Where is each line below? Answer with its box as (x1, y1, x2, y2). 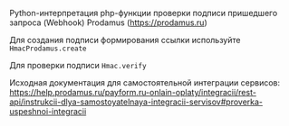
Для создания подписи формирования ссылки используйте (9, 35, 241, 45)
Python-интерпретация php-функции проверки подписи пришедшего (9, 8, 278, 18)
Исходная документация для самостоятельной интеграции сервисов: (9, 77, 281, 88)
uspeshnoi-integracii (9, 106, 87, 116)
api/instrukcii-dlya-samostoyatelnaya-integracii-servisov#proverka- (9, 96, 264, 107)
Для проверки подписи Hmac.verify (9, 60, 147, 70)
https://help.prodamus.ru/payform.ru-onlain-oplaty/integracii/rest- (9, 87, 256, 97)
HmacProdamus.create (9, 44, 88, 53)
